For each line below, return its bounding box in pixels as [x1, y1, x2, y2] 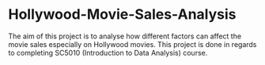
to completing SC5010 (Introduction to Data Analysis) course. [8, 48, 208, 57]
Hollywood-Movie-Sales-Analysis [8, 5, 237, 23]
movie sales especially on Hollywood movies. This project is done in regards [8, 39, 257, 49]
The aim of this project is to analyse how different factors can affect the [8, 31, 242, 41]
